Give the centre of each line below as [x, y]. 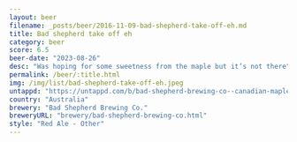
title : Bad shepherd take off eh [71, 34]
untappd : [25, 91]
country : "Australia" [49, 99]
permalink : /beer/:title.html [65, 75]
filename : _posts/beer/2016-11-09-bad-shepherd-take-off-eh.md [128, 26]
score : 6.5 [29, 50]
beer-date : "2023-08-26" [55, 58]
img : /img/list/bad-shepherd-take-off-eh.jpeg [96, 83]
